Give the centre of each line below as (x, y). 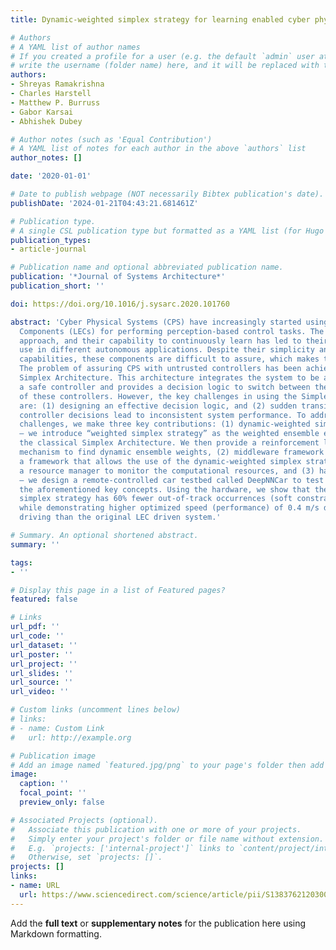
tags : (21, 562)
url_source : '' (42, 682)
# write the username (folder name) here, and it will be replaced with (165, 66)
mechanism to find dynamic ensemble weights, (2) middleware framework (172, 452)
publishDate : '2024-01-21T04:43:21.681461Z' (104, 203)
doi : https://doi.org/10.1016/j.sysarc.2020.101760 (120, 304)
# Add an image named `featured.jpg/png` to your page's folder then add (167, 765)
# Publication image (53, 756)
